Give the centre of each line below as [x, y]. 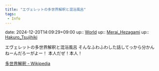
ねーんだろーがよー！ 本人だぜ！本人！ [44, 53]
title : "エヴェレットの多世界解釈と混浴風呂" [46, 9]
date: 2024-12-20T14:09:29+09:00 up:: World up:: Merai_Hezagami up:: [77, 32]
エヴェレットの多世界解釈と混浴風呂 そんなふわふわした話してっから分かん [80, 47]
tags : [10, 14]
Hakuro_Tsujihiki [21, 37]
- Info [14, 18]
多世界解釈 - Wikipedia [28, 64]
